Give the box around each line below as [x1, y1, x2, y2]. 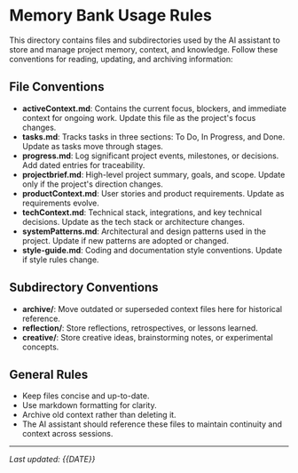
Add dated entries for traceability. [21, 159, 145, 170]
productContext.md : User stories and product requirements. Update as [21, 188, 285, 198]
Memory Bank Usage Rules [9, 5, 213, 26]
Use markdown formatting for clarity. [21, 400, 157, 411]
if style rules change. [21, 254, 99, 265]
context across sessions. [21, 429, 114, 439]
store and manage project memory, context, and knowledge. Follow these [9, 44, 278, 54]
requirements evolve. [21, 197, 100, 208]
